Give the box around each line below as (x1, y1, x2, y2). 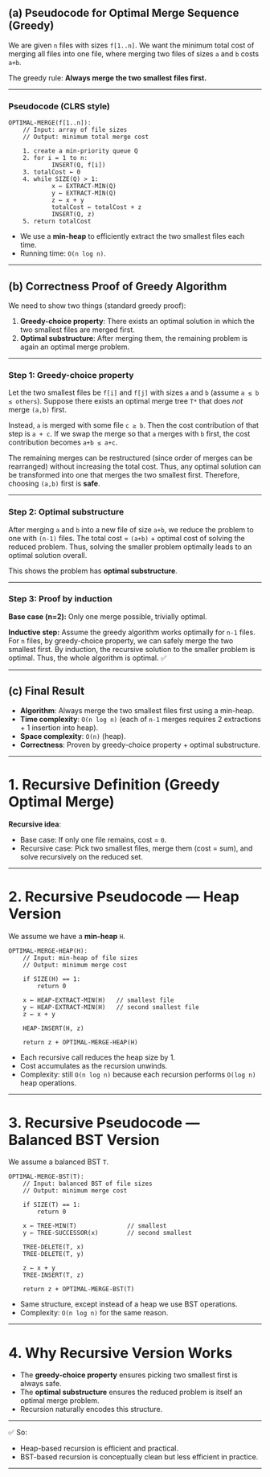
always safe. (19, 1379, 62, 1389)
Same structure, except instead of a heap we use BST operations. (19, 1299, 238, 1309)
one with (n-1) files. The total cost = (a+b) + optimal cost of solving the (8, 533, 245, 543)
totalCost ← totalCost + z (51, 203, 142, 211)
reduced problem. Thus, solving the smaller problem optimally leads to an (8, 542, 252, 552)
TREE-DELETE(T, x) (22, 1243, 84, 1251)
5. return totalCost (22, 217, 92, 226)
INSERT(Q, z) (51, 211, 95, 219)
